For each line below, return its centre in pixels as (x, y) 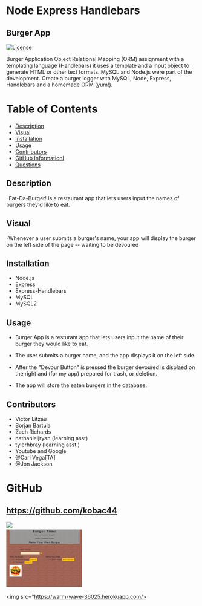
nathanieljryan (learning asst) (51, 438)
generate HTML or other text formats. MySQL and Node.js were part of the (99, 72)
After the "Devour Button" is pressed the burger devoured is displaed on (105, 367)
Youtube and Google (41, 451)
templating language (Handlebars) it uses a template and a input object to (98, 65)
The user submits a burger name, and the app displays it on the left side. (105, 356)
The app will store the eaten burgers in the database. (81, 385)
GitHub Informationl (40, 158)
